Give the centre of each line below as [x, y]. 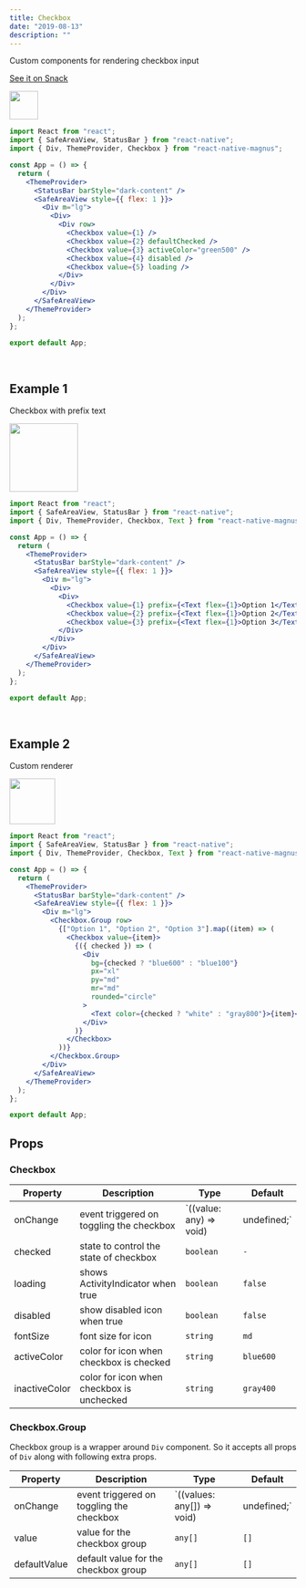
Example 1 [39, 389]
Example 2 [40, 744]
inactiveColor [42, 1388]
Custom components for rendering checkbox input [104, 61]
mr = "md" [105, 989]
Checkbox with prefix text [58, 410]
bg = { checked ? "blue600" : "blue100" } [164, 963]
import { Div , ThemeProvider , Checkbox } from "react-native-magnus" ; [146, 149]
